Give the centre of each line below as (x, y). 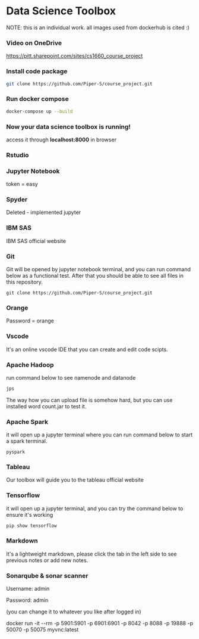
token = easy (22, 184)
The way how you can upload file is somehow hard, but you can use (89, 400)
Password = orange (30, 321)
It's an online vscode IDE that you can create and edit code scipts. (87, 349)
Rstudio (18, 155)
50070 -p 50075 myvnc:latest (42, 629)
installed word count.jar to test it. (46, 406)
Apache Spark (27, 421)
